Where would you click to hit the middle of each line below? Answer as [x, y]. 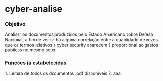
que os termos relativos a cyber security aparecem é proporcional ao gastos [81, 45]
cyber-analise [34, 9]
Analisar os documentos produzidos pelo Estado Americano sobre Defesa [79, 34]
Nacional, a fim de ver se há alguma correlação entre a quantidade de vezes [81, 40]
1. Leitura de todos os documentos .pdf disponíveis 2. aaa [63, 73]
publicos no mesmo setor [30, 50]
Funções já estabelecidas [36, 63]
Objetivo [15, 24]
